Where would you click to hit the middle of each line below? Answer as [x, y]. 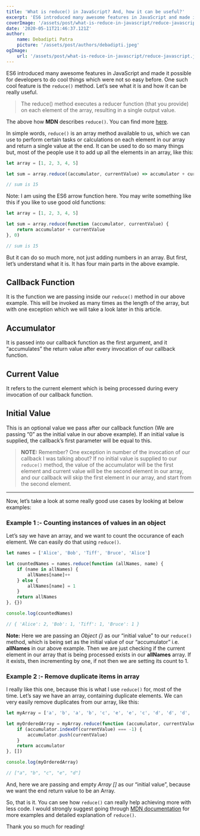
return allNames [37, 597]
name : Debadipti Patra [45, 39]
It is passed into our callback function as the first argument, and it [87, 343]
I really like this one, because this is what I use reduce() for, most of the [94, 689]
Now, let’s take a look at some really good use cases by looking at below [95, 501]
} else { [28, 580]
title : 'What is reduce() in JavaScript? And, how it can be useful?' [96, 12]
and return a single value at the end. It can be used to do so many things [95, 146]
